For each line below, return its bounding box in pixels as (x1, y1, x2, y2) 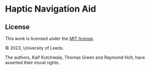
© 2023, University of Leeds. (5, 45, 64, 51)
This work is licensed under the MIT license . (5, 35, 95, 41)
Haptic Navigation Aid (5, 3, 97, 15)
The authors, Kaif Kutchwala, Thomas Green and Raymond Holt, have (5, 54, 146, 60)
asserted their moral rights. (5, 60, 60, 65)
